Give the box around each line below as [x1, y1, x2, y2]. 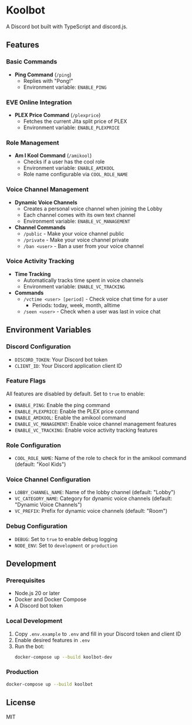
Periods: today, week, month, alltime [32, 301, 120, 308]
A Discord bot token [14, 602, 63, 609]
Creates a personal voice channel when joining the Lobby [23, 205, 163, 212]
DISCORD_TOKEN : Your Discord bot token [14, 356, 108, 363]
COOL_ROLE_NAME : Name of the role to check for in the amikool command [14, 455, 187, 462]
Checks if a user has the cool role [23, 158, 105, 165]
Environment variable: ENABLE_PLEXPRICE [23, 124, 120, 131]
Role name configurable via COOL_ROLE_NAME [23, 171, 128, 178]
